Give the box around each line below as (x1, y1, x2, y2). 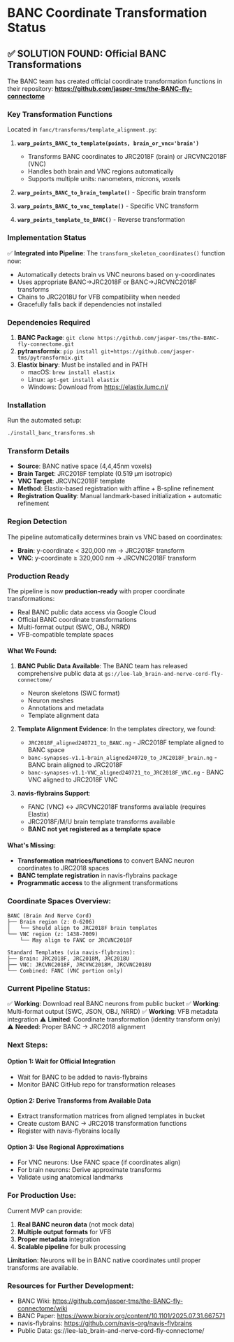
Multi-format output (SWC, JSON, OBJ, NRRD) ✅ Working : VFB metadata (7, 1007, 219, 1015)
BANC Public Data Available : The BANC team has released (17, 662, 189, 670)
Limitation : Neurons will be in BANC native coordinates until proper (7, 1256, 201, 1264)
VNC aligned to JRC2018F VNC (27, 775, 118, 784)
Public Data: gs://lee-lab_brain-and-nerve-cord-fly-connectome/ (17, 1327, 205, 1335)
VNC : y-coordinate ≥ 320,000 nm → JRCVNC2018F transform (17, 553, 197, 562)
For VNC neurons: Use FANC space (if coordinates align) (17, 1158, 181, 1166)
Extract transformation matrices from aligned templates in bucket (17, 1112, 205, 1120)
